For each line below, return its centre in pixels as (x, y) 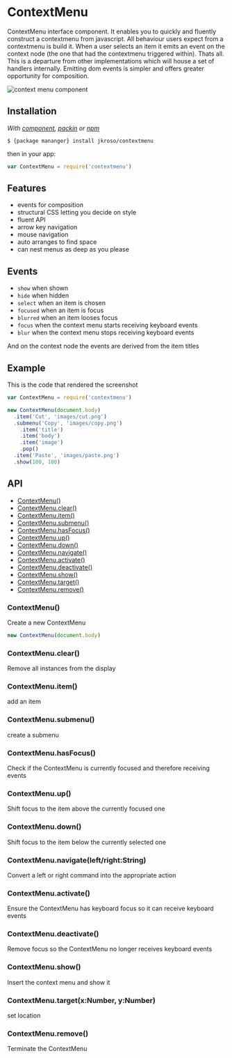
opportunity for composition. (48, 76)
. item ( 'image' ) (42, 443)
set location (24, 1015)
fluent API (31, 220)
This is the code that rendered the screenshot (73, 385)
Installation (32, 111)
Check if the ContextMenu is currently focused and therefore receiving (109, 768)
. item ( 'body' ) (40, 436)
